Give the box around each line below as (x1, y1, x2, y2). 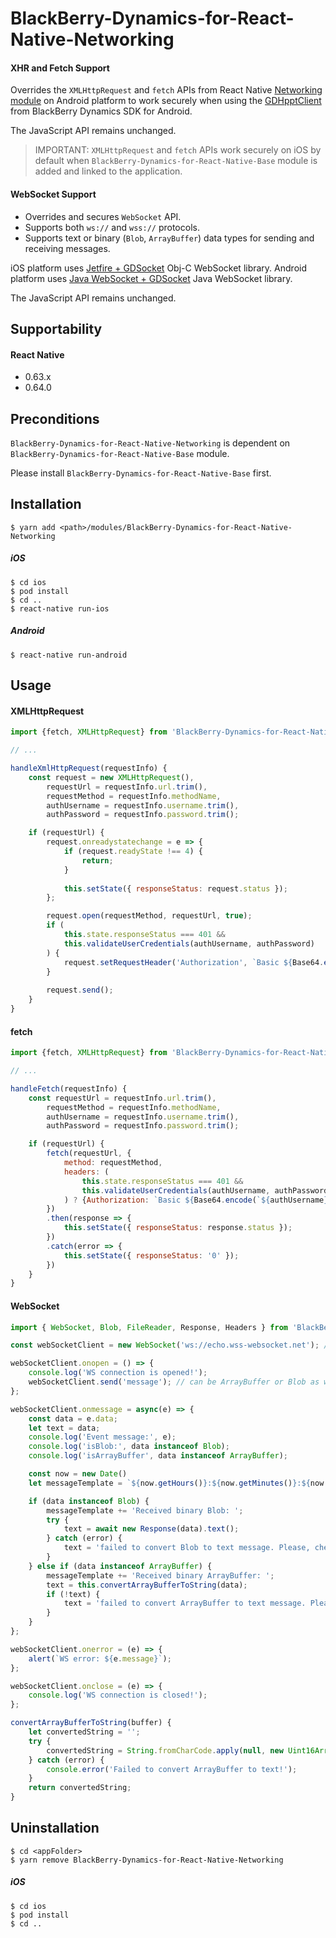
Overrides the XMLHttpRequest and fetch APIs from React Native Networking (10, 84, 323, 96)
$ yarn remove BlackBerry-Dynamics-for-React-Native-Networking (10, 1855, 284, 1865)
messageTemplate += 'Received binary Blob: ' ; (46, 1505, 244, 1516)
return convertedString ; (28, 1783, 132, 1793)
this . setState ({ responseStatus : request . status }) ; (63, 883, 288, 894)
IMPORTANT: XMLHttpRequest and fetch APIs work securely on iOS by (34, 144, 322, 156)
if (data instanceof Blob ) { (28, 1496, 150, 1506)
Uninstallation (10, 1820, 100, 1837)
